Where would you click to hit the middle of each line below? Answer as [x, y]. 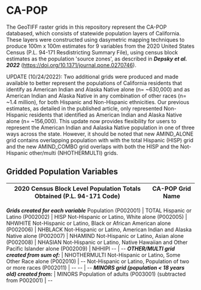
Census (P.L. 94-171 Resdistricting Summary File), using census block [92, 52]
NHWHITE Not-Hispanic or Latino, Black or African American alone [89, 223]
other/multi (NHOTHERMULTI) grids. [74, 152]
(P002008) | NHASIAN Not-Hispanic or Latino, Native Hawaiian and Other [97, 242]
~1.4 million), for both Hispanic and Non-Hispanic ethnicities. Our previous [98, 102]
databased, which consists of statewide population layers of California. [94, 33]
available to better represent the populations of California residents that [94, 83]
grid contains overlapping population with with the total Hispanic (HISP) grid [100, 140]
